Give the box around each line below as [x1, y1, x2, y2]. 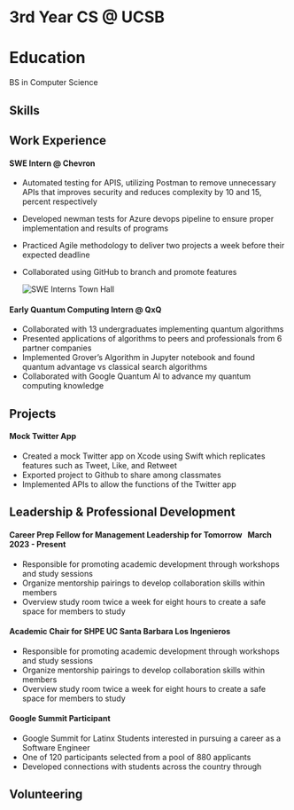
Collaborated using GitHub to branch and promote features [21, 267, 237, 278]
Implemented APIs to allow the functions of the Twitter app [21, 478, 236, 490]
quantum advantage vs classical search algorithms [21, 362, 208, 373]
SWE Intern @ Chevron [9, 158, 96, 169]
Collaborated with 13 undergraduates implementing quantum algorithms [21, 324, 284, 334]
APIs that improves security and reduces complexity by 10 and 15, [21, 187, 262, 198]
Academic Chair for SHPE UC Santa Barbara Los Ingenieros [9, 626, 231, 637]
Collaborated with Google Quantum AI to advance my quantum [21, 371, 251, 381]
